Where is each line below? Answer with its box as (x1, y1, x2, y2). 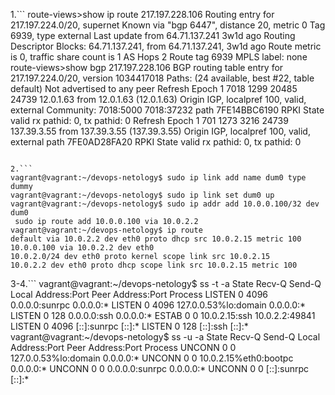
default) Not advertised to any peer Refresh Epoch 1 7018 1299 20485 (10, 83, 298, 94)
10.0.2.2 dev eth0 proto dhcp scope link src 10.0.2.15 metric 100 (10, 260, 298, 270)
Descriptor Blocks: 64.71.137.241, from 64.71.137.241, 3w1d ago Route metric (10, 40, 322, 52)
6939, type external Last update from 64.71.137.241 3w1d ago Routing (10, 30, 296, 41)
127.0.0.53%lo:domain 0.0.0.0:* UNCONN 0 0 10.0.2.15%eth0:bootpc (10, 352, 294, 364)
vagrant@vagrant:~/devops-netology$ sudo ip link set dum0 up (10, 190, 275, 200)
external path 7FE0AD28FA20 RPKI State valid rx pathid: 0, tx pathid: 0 (10, 136, 302, 148)
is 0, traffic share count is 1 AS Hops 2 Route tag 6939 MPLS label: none (10, 51, 308, 63)
